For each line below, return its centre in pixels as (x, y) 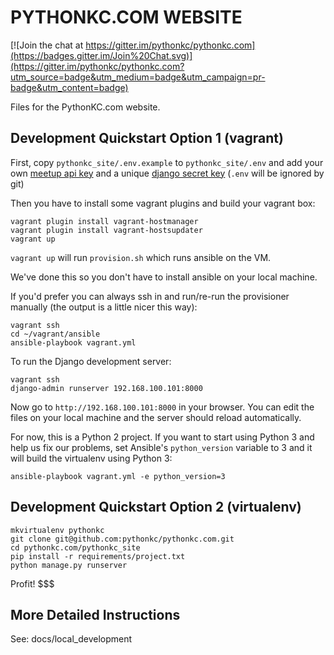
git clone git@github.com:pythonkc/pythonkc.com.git (122, 539)
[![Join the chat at (47, 45)
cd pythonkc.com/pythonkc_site (75, 547)
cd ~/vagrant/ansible (55, 334)
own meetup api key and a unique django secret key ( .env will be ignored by (167, 173)
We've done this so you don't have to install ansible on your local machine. (164, 277)
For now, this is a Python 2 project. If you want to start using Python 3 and (162, 437)
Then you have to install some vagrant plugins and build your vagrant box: (163, 203)
